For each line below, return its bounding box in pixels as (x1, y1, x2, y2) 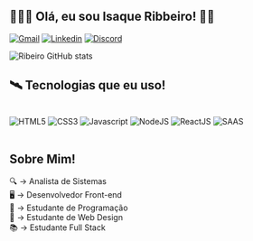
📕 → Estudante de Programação (9, 202, 128, 213)
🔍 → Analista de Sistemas (9, 176, 107, 187)
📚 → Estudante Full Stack (9, 222, 106, 233)
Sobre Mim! (9, 152, 76, 167)
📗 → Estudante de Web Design (9, 212, 124, 223)
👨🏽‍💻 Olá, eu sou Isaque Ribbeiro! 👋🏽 (9, 9, 215, 24)
